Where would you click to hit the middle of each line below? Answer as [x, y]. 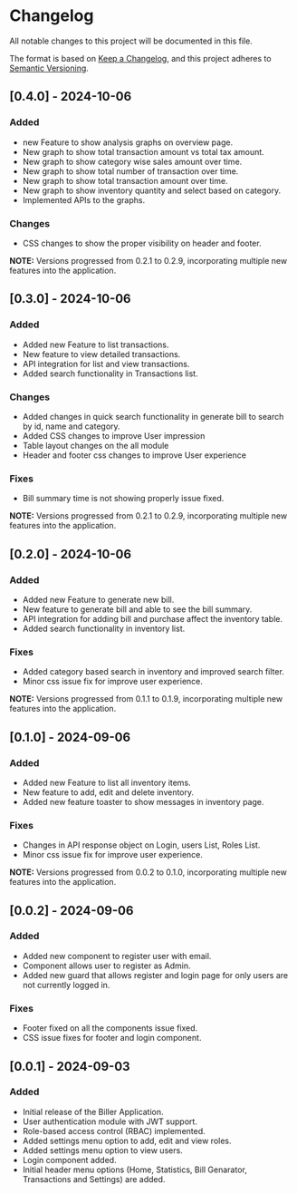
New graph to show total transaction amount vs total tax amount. [143, 151]
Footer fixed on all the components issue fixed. [110, 1028]
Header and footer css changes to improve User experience [134, 455]
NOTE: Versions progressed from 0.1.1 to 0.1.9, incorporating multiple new [146, 699]
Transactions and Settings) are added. [94, 1179]
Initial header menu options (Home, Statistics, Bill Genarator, [134, 1170]
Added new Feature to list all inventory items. [107, 782]
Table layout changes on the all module [96, 445]
